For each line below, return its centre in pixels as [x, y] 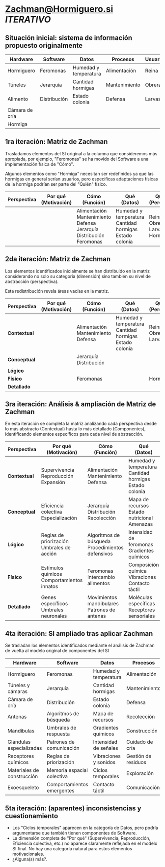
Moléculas [140, 597]
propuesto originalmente [44, 45]
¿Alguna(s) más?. [30, 859]
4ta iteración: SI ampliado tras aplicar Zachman [79, 634]
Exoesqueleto [23, 788]
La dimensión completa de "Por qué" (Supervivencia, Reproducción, [81, 838]
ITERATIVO [28, 19]
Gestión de [139, 756]
